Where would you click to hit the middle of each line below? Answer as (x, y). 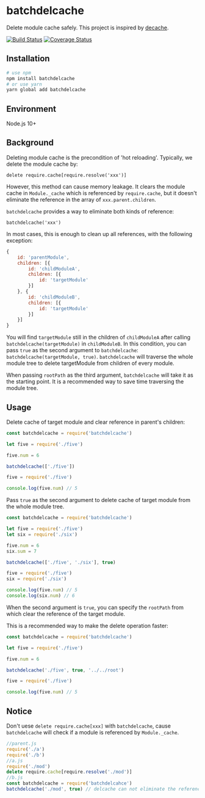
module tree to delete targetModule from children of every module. (91, 363)
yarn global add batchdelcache (46, 90)
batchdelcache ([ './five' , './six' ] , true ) (61, 562)
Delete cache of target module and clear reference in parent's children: (96, 422)
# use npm (19, 73)
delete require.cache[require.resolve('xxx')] (67, 175)
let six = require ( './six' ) (42, 534)
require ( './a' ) (26, 749)
